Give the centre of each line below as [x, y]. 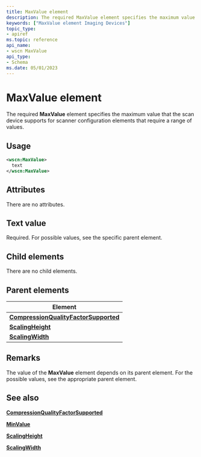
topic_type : [21, 29]
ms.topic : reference [32, 40]
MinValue [18, 424]
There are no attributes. [36, 204]
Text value [26, 223]
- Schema [17, 62]
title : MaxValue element [37, 12]
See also [23, 398]
